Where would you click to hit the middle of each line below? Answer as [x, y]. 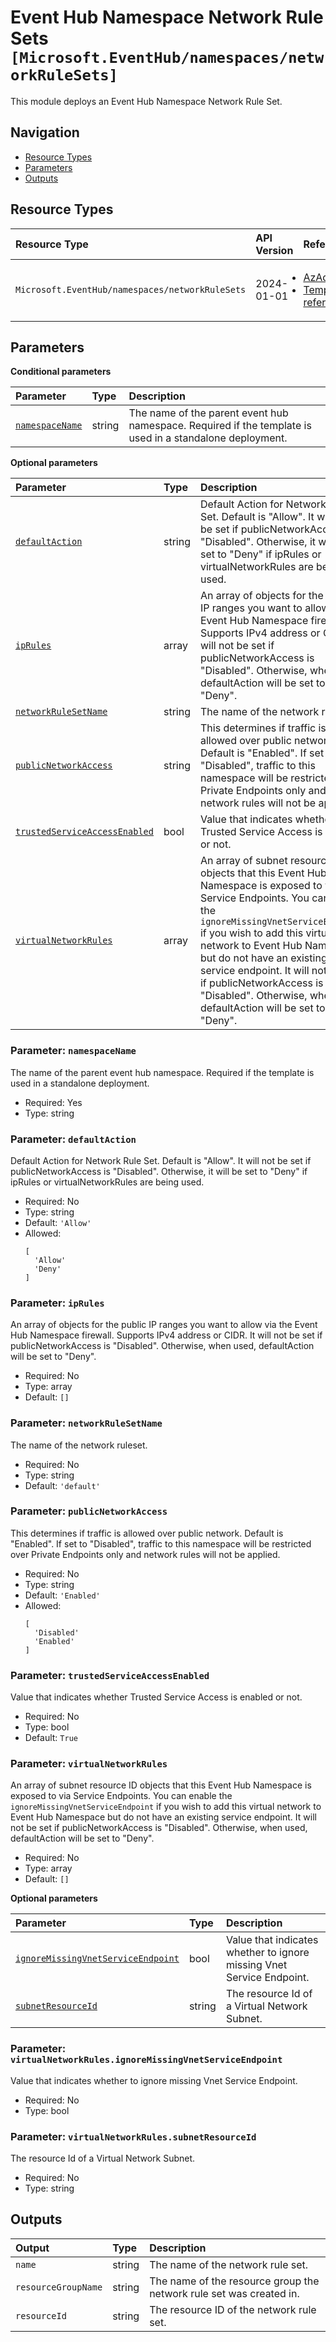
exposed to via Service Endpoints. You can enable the [121, 1796]
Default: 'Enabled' [62, 1595]
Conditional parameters [61, 372]
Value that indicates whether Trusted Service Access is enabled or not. [156, 1697]
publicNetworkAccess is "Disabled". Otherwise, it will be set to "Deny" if [159, 1171]
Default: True [51, 1738]
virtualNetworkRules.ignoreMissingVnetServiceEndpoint [146, 2060]
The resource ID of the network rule [233, 2309]
